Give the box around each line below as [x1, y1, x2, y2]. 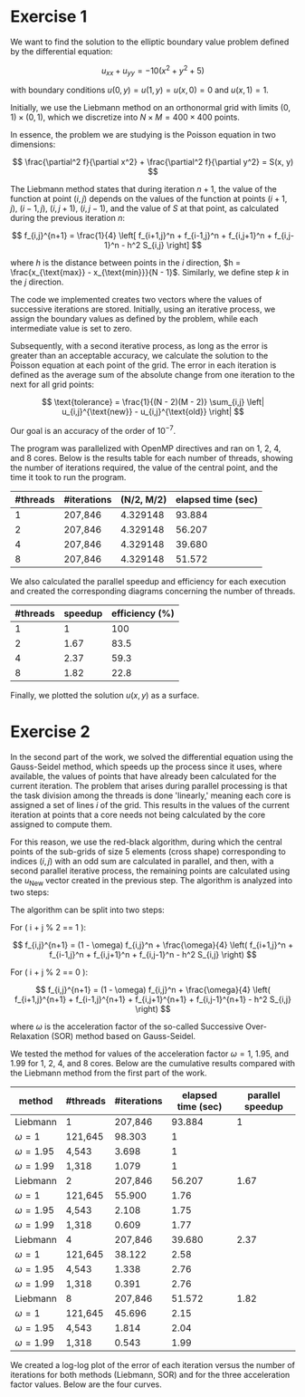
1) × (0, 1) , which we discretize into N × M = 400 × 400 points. [10, 111, 241, 123]
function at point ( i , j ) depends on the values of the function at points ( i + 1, [10, 193, 288, 205]
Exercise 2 [10, 722, 91, 742]
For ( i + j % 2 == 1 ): [10, 921, 87, 932]
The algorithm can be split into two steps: [10, 904, 166, 915]
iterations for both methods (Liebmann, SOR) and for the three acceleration [10, 1369, 291, 1380]
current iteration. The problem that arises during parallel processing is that [10, 780, 288, 791]
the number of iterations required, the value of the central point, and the [10, 462, 279, 473]
